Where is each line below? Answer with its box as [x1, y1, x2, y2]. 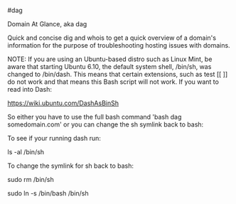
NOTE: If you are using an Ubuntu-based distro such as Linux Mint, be [7, 55, 213, 63]
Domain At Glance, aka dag [7, 20, 87, 28]
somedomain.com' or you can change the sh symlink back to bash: [7, 120, 204, 129]
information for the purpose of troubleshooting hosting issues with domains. [7, 41, 230, 49]
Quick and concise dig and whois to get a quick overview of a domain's [7, 33, 217, 42]
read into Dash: [7, 85, 52, 93]
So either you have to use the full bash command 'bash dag [7, 113, 182, 121]
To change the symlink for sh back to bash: [7, 161, 134, 170]
